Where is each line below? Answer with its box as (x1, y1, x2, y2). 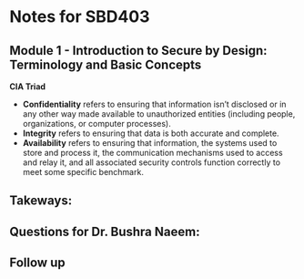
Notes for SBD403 (9, 6, 150, 27)
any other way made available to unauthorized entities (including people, (22, 108, 296, 119)
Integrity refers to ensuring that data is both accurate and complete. (22, 128, 279, 139)
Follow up (9, 255, 66, 271)
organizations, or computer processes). (22, 119, 171, 129)
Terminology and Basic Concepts (9, 57, 202, 72)
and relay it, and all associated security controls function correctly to (22, 157, 280, 168)
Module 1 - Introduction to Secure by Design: (9, 43, 268, 58)
